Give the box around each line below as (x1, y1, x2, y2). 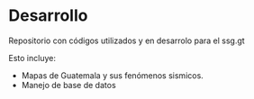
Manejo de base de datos (21, 79, 116, 90)
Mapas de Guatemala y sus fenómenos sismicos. (21, 69, 204, 81)
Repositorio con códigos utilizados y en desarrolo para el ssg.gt (8, 35, 245, 46)
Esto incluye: (8, 52, 56, 63)
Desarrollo (8, 5, 88, 26)
